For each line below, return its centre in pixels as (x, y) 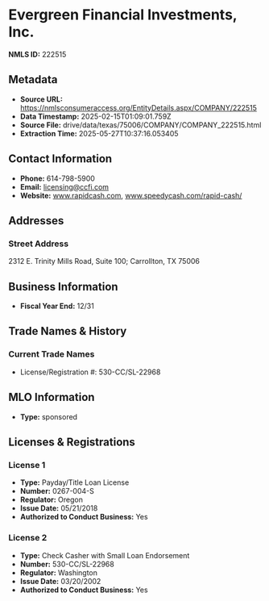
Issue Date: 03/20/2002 (60, 581)
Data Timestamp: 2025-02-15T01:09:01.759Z (95, 116)
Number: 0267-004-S (57, 491)
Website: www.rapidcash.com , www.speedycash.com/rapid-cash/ (131, 195)
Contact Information (60, 159)
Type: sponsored (49, 416)
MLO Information (52, 397)
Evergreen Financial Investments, (123, 15)
